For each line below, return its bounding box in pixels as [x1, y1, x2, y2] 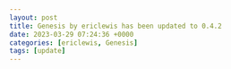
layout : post [9, 13, 58, 22]
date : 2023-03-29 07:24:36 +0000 [9, 30, 134, 39]
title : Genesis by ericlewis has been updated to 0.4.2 [9, 22, 222, 30]
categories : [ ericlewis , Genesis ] [9, 38, 139, 47]
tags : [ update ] [9, 47, 66, 56]
